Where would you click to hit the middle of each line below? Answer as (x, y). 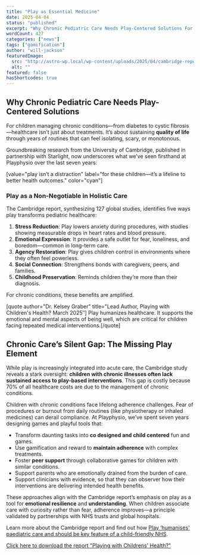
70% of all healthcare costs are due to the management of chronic (87, 387)
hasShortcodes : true (32, 78)
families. (25, 271)
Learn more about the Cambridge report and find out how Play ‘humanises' (98, 528)
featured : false (26, 73)
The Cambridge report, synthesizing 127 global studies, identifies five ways (99, 209)
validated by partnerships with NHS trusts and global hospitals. (83, 516)
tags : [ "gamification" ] (36, 45)
